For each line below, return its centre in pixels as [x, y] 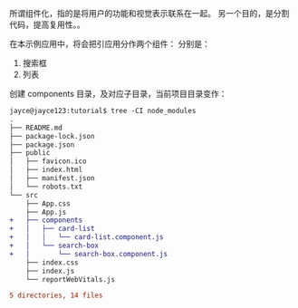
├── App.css [48, 203]
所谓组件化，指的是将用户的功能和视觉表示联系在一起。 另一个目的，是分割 [149, 13]
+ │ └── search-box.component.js [89, 254]
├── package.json [42, 144]
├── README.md [36, 128]
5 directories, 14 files [56, 296]
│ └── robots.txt [46, 187]
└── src [24, 195]
